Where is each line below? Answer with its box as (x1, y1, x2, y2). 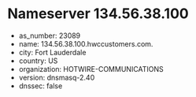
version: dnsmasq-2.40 (18, 73, 95, 82)
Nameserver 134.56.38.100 (7, 5, 190, 23)
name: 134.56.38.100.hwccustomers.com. (18, 39, 153, 48)
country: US (18, 56, 58, 65)
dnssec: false (18, 80, 63, 91)
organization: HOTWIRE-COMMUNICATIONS (18, 64, 165, 73)
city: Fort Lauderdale (18, 47, 87, 57)
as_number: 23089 (18, 31, 81, 40)
